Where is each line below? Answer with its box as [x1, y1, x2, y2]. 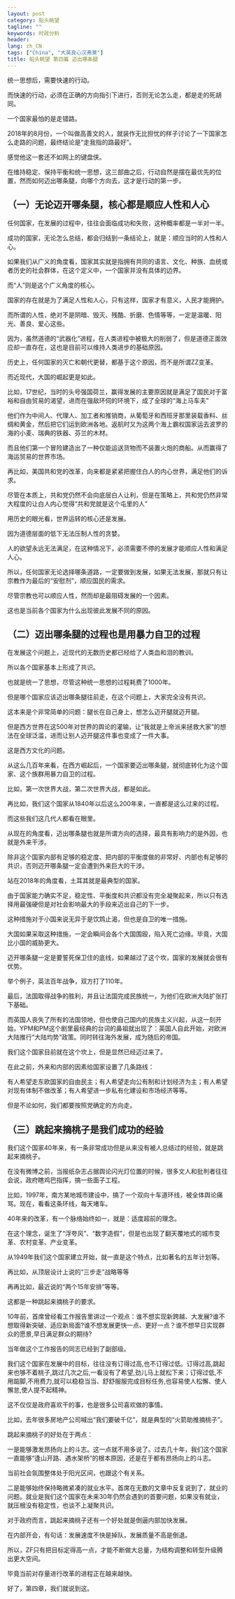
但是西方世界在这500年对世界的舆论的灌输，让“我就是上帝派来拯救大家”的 [7, 723, 220, 731]
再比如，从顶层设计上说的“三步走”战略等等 [7, 1267, 129, 1277]
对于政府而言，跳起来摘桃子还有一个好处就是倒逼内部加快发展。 [7, 1516, 191, 1525]
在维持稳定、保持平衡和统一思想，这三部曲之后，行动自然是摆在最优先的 [7, 167, 215, 176]
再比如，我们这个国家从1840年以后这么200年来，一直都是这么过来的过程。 [7, 800, 223, 808]
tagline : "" [7, 23, 42, 30]
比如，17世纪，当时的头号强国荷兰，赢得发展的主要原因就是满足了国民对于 [7, 388, 222, 396]
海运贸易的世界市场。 [7, 452, 69, 460]
